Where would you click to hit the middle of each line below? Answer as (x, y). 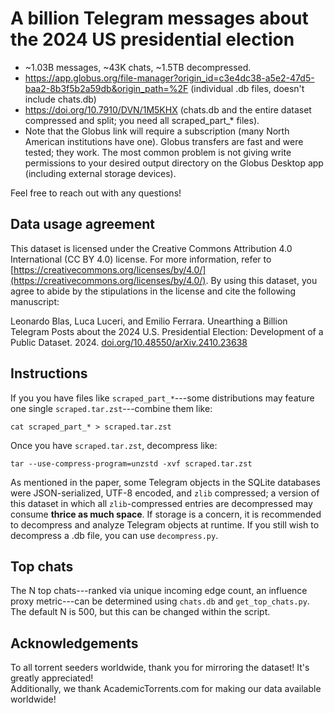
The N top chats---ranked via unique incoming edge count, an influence (159, 591)
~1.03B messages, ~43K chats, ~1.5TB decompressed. (138, 67)
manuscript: (35, 301)
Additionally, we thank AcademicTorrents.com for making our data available (166, 689)
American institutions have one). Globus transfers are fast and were (164, 141)
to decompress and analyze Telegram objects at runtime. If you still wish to (165, 524)
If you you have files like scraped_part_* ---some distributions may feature (162, 398)
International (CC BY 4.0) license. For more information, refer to (141, 259)
